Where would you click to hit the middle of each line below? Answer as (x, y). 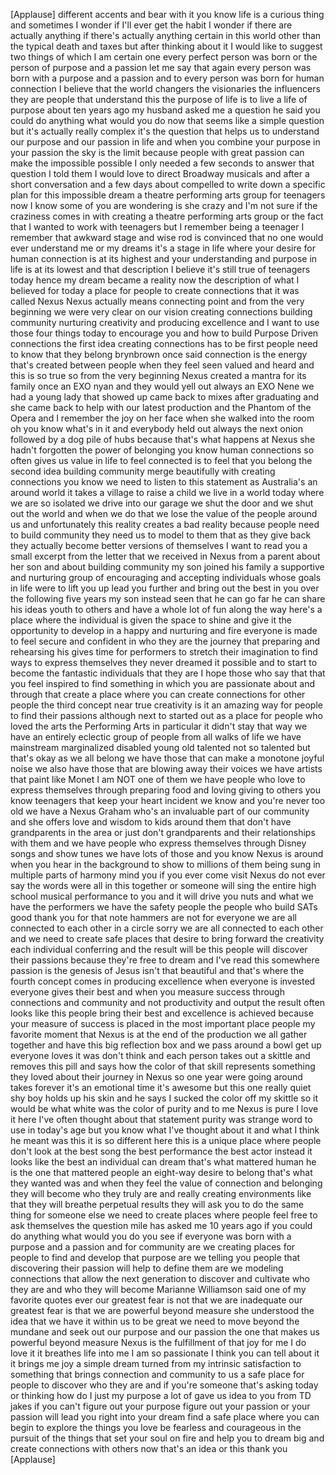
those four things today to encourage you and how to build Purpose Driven (164, 333)
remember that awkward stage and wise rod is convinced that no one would (167, 237)
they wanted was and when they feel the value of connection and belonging (166, 1183)
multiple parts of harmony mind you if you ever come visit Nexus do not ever (168, 875)
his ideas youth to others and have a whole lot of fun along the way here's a (166, 609)
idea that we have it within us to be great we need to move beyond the (155, 1321)
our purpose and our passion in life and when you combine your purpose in (165, 142)
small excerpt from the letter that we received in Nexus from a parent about (165, 556)
